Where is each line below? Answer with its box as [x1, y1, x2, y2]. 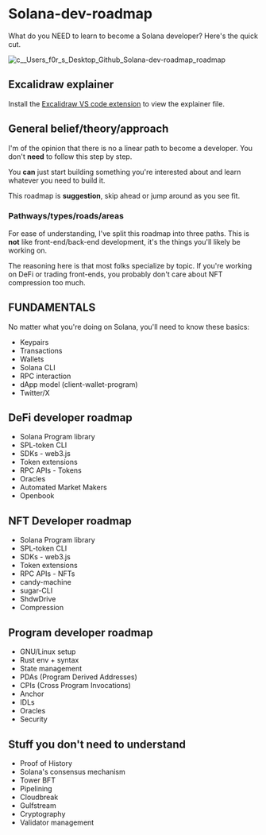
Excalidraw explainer [8, 78, 114, 91]
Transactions [19, 346, 63, 355]
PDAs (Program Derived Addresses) [19, 672, 137, 682]
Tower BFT [19, 775, 56, 785]
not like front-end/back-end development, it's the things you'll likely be [8, 237, 241, 246]
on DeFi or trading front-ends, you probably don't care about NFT [8, 269, 223, 279]
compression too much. [8, 277, 86, 287]
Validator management [19, 818, 94, 827]
